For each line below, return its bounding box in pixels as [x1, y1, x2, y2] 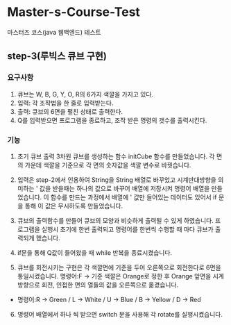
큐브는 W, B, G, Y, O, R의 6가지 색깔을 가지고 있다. [17, 90, 154, 98]
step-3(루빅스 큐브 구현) [7, 50, 108, 62]
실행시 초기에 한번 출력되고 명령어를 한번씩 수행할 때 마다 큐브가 [41, 225, 214, 233]
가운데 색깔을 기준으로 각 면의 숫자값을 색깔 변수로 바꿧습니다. [24, 160, 191, 169]
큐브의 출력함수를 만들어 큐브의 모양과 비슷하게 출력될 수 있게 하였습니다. [17, 216, 214, 224]
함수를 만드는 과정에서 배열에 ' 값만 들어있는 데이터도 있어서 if [51, 192, 217, 201]
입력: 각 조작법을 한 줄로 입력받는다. [17, 99, 114, 107]
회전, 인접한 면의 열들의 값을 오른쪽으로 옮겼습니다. [41, 281, 179, 289]
